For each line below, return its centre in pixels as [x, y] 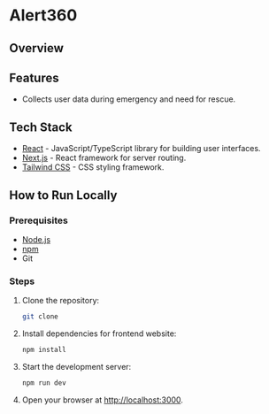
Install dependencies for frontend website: [99, 333]
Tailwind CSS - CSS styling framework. [93, 167]
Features [34, 77]
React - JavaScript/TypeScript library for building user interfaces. [141, 149]
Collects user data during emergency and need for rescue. [129, 99]
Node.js [36, 239]
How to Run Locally [63, 195]
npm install [44, 350]
